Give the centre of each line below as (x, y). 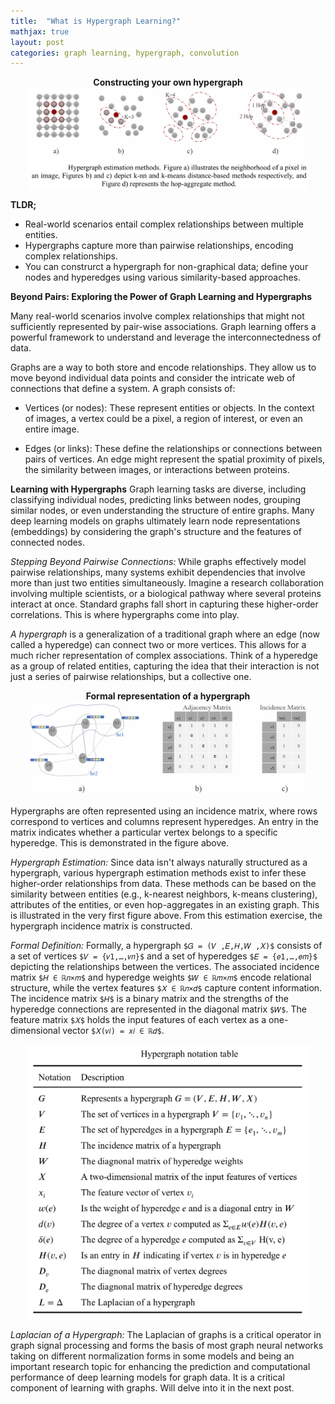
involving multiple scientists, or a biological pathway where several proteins (166, 594)
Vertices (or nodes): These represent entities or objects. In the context (169, 408)
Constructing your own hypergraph (168, 82)
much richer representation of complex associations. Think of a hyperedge (164, 656)
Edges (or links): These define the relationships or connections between (173, 449)
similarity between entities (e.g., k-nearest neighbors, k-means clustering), (164, 894)
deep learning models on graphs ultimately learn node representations (155, 521)
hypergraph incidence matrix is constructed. (101, 926)
